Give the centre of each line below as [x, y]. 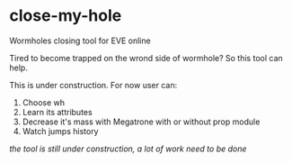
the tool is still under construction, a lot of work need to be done [128, 149]
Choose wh [44, 102]
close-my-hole [66, 16]
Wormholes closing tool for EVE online [80, 41]
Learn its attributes [57, 112]
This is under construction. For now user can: [93, 85]
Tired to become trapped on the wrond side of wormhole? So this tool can [146, 58]
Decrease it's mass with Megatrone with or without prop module [141, 122]
